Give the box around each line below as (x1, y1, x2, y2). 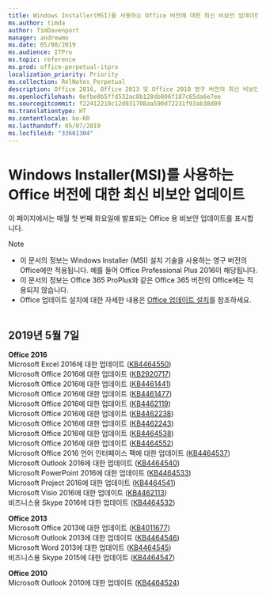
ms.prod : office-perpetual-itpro (8, 63, 119, 71)
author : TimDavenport (8, 26, 80, 34)
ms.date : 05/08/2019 (8, 41, 77, 49)
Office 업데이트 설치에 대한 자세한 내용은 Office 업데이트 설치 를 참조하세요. (19, 294, 252, 305)
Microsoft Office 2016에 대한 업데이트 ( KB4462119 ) (8, 399, 172, 408)
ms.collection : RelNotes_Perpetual (8, 78, 126, 85)
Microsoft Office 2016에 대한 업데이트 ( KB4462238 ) (8, 409, 174, 419)
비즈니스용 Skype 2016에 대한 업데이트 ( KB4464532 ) (8, 498, 176, 507)
